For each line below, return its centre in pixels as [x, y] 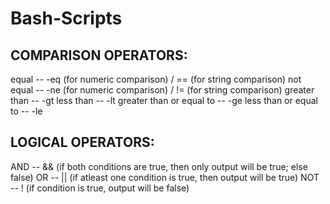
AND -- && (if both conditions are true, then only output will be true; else [159, 166]
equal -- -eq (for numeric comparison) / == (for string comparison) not [156, 79]
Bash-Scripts [66, 18]
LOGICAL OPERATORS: [82, 142]
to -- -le [26, 111]
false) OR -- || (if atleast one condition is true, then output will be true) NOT [165, 177]
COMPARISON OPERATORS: [99, 55]
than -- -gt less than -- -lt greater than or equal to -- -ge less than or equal [164, 100]
